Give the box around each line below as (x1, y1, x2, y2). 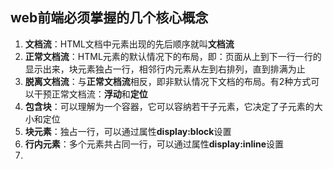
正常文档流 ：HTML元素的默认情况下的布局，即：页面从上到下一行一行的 (24, 50, 322, 62)
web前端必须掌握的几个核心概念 (10, 9, 209, 27)
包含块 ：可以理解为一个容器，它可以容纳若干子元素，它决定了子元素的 (24, 100, 315, 112)
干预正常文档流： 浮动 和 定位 (33, 88, 148, 100)
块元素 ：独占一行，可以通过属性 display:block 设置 (24, 125, 232, 137)
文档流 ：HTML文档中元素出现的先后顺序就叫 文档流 (24, 38, 235, 50)
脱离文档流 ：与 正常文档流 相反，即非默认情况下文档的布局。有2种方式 (24, 75, 312, 87)
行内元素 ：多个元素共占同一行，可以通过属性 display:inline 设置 (24, 138, 285, 150)
